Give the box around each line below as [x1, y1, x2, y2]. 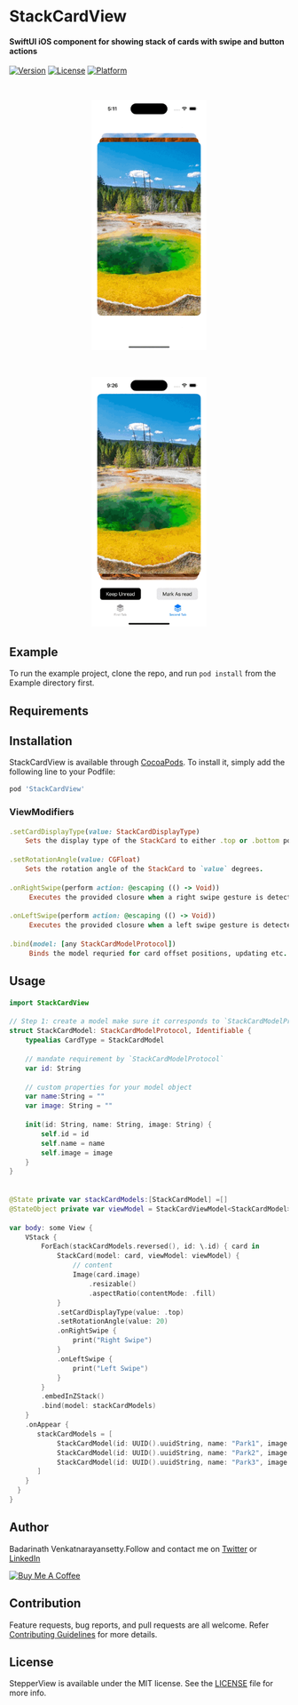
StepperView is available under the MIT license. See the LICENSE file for [9, 1678, 273, 1689]
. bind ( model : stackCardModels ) [41, 1402, 157, 1411]
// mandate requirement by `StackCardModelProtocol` [25, 1054, 224, 1063]
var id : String [25, 1064, 82, 1073]
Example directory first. [9, 677, 95, 688]
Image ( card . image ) [72, 1270, 141, 1279]
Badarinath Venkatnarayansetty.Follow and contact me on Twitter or [9, 1543, 257, 1554]
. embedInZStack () [41, 1392, 105, 1401]
